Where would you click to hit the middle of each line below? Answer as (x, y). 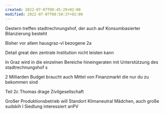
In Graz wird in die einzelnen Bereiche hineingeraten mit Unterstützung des (82, 62)
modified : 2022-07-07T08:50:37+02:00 (44, 14)
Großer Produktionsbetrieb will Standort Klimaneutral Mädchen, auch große (82, 101)
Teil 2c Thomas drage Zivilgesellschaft (45, 91)
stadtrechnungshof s (27, 67)
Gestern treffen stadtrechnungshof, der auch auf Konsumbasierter (73, 28)
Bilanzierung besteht (26, 33)
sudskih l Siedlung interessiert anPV (42, 106)
